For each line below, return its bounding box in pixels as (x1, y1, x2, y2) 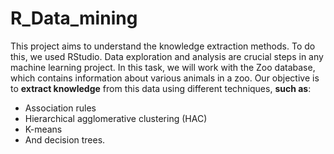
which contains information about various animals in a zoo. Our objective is (10, 72, 320, 84)
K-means (24, 123, 63, 135)
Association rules (24, 102, 97, 114)
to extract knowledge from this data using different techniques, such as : (10, 82, 312, 94)
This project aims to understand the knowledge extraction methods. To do (10, 40, 316, 52)
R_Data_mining (10, 7, 138, 30)
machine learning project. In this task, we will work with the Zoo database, (10, 61, 316, 73)
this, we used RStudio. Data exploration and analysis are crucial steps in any (10, 50, 324, 62)
